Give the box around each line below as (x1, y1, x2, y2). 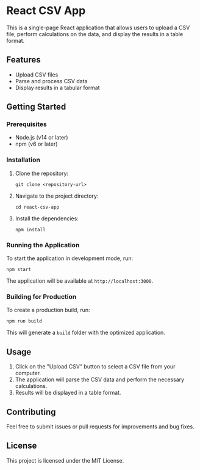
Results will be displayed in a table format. (15, 389, 121, 397)
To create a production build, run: (6, 307, 90, 314)
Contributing (6, 406, 56, 417)
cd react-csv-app (15, 204, 60, 210)
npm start (6, 267, 32, 273)
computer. (15, 370, 41, 377)
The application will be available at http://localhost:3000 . (6, 277, 154, 285)
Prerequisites (6, 120, 47, 129)
